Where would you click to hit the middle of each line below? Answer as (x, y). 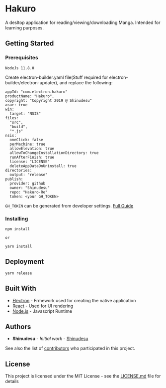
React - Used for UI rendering (43, 306)
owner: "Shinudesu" (30, 188)
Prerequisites (22, 58)
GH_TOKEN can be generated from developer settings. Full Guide (69, 205)
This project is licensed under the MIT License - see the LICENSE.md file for (83, 376)
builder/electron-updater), (32, 82)
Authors (18, 326)
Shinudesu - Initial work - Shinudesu (50, 339)
